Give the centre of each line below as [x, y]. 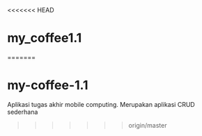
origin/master [148, 125]
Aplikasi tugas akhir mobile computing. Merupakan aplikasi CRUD [101, 104]
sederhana [23, 112]
